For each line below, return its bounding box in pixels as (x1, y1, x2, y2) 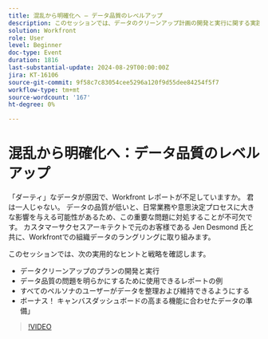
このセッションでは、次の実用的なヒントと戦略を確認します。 (8, 249, 211, 259)
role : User (8, 34, 45, 42)
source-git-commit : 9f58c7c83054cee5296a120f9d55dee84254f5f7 (8, 78, 219, 86)
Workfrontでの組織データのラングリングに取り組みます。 (29, 232, 215, 242)
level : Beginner (8, 41, 62, 49)
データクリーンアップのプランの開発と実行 (19, 266, 160, 276)
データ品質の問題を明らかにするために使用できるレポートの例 (19, 276, 223, 286)
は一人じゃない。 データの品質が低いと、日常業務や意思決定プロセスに (8, 203, 241, 212)
